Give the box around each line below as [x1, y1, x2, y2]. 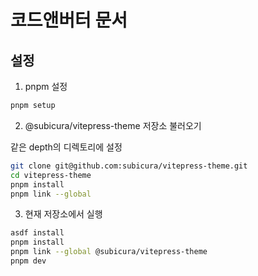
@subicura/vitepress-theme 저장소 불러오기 [24, 119, 202, 131]
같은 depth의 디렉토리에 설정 [10, 141, 123, 153]
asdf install [10, 228, 65, 238]
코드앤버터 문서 [10, 9, 128, 32]
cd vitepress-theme [10, 170, 92, 180]
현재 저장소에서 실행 [24, 208, 103, 220]
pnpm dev [10, 256, 47, 266]
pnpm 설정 [24, 81, 68, 92]
